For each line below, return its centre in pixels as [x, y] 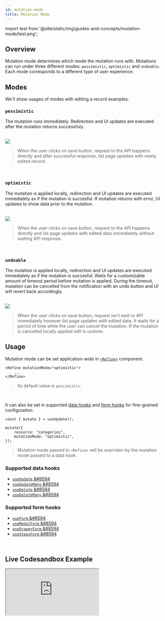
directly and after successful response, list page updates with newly [87, 156]
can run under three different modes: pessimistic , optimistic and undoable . [82, 66]
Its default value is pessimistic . [49, 385]
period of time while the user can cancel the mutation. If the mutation [88, 326]
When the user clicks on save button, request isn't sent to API [80, 316]
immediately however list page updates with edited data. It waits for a [88, 321]
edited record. [32, 161]
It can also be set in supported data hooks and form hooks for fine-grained [82, 405]
